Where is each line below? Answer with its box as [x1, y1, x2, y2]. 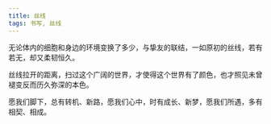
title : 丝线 [8, 11, 46, 20]
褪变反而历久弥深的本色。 [8, 80, 94, 89]
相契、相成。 [8, 106, 51, 117]
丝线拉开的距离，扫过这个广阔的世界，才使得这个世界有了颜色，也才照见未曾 [8, 69, 263, 79]
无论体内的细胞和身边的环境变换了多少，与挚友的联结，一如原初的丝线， [8, 42, 248, 52]
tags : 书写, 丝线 [8, 19, 62, 27]
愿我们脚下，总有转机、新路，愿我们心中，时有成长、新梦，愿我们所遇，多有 [8, 97, 263, 106]
